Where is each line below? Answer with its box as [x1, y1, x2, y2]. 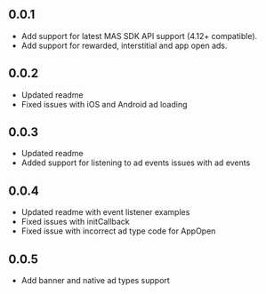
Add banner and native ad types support [20, 275, 170, 286]
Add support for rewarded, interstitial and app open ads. [20, 40, 228, 51]
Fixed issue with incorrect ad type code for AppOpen [20, 226, 216, 236]
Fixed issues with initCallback [20, 217, 130, 227]
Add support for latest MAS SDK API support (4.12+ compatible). [20, 30, 258, 41]
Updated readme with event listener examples [20, 207, 190, 218]
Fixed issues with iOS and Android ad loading [20, 99, 188, 109]
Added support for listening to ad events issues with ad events [20, 157, 251, 168]
